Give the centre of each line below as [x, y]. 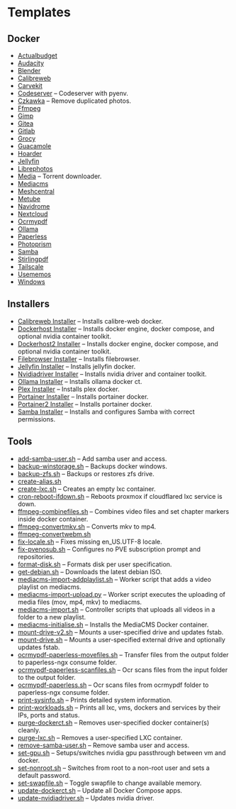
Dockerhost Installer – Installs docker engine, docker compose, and [116, 329]
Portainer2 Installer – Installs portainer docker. [85, 404]
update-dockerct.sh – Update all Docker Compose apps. [100, 790]
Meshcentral [36, 191]
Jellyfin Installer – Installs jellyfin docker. [77, 366]
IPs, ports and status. [49, 715]
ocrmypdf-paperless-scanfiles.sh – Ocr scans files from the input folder [123, 670]
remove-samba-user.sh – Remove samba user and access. [103, 745]
